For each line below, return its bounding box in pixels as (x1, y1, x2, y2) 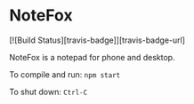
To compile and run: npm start (9, 68, 121, 80)
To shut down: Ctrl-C (9, 86, 88, 97)
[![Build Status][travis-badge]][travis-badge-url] (9, 35, 185, 45)
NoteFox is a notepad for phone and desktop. (9, 52, 175, 62)
